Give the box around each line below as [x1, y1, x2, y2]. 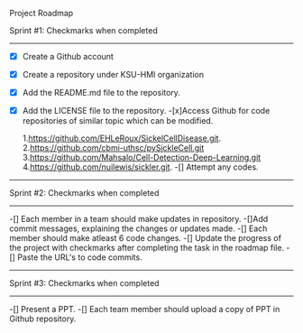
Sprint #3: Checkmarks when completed [9, 278, 160, 289]
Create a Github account [22, 51, 115, 61]
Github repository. [9, 313, 77, 324]
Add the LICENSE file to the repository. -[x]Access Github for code [22, 106, 271, 116]
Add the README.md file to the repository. [22, 88, 180, 98]
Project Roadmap [9, 8, 74, 18]
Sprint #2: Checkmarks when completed [9, 188, 160, 199]
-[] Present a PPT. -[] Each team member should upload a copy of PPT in [9, 304, 280, 315]
